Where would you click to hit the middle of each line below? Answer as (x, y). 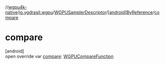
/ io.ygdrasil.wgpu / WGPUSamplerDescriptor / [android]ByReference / (86, 12)
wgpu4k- (18, 7)
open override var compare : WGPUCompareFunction (59, 56)
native (11, 12)
